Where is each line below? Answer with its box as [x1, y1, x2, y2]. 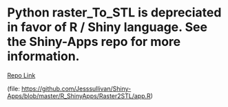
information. [7, 49, 80, 64]
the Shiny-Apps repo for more [7, 34, 181, 49]
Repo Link [7, 71, 36, 80]
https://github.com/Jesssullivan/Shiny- [21, 84, 132, 93]
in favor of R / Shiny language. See [7, 19, 208, 35]
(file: [7, 84, 21, 93]
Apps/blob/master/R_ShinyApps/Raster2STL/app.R [7, 91, 152, 100]
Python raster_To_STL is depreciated [7, 5, 222, 21]
